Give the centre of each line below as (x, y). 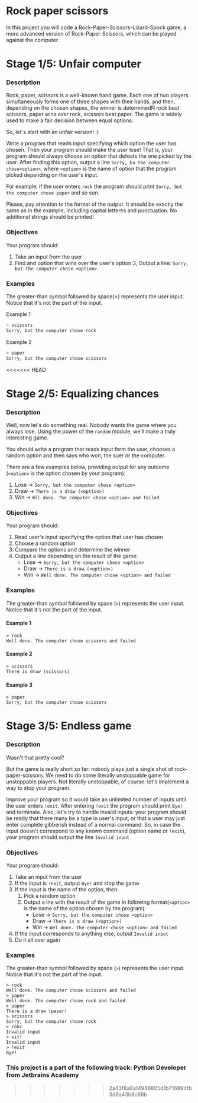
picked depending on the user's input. (52, 175)
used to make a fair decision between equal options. (70, 120)
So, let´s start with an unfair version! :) (53, 132)
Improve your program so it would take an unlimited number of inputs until (96, 799)
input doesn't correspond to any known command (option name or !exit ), (96, 831)
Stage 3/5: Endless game (69, 726)
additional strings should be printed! (50, 217)
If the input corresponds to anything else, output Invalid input (91, 933)
